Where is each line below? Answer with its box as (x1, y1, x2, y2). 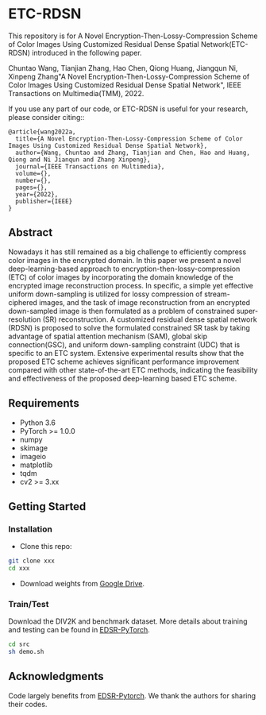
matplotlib (19, 460, 53, 470)
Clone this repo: (19, 542, 72, 551)
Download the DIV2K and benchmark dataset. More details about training (8, 616, 248, 626)
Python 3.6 (19, 418, 56, 427)
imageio (19, 451, 46, 461)
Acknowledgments (8, 670, 105, 683)
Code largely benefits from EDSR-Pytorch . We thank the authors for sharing (8, 690, 256, 700)
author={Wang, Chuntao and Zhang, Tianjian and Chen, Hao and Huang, (15, 149, 250, 157)
